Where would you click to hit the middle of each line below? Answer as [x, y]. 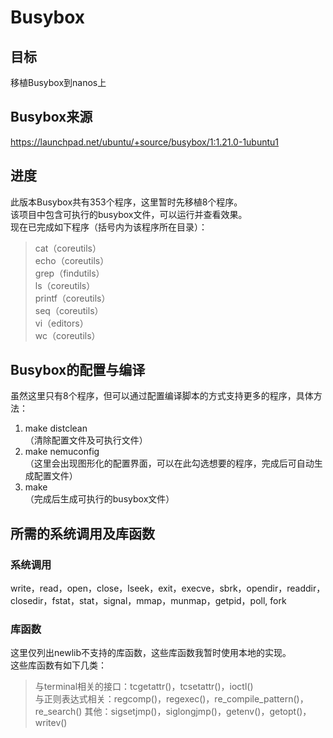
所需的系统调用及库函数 [82, 533]
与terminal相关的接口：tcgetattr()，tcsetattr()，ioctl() [144, 687]
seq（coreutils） [69, 310]
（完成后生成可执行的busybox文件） [99, 499]
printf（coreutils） [72, 298]
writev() [51, 723]
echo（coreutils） [72, 260]
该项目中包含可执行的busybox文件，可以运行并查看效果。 [129, 214]
